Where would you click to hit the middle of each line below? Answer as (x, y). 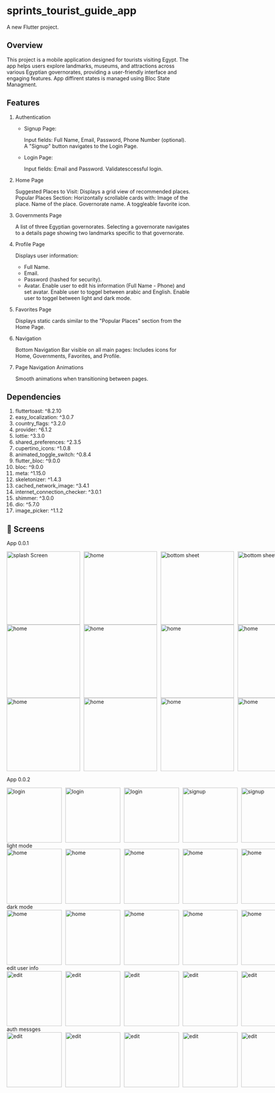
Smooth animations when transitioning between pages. (82, 379)
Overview (25, 45)
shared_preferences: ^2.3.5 (48, 442)
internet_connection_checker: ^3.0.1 (58, 492)
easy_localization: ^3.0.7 (44, 417)
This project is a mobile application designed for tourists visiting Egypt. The (98, 59)
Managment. (22, 84)
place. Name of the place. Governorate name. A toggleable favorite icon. (103, 204)
